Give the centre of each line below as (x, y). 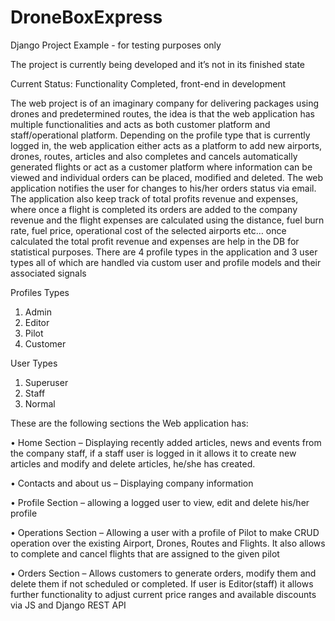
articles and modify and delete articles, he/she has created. (133, 463)
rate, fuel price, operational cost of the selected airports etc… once (148, 230)
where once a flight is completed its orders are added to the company (154, 209)
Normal (40, 403)
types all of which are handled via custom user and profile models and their (166, 262)
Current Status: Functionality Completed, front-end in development (148, 83)
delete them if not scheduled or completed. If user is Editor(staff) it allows (162, 583)
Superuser (46, 382)
